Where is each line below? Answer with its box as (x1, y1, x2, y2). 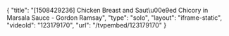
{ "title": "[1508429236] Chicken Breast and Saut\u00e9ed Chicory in (6, 6, 209, 14)
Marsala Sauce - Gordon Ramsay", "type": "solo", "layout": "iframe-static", (6, 13, 223, 22)
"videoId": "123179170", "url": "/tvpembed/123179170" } (6, 21, 167, 29)
